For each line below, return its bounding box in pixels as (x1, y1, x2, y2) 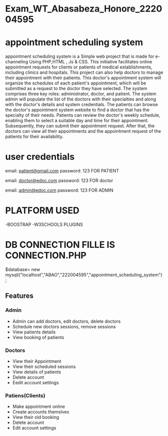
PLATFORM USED (5, 205, 80, 216)
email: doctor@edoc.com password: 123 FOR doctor (5, 178, 113, 184)
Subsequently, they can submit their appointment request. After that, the (5, 123, 155, 129)
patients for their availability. (5, 134, 64, 140)
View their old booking (12, 414, 59, 420)
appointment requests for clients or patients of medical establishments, (5, 64, 152, 70)
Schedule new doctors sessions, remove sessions (12, 323, 116, 329)
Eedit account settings (12, 379, 59, 385)
